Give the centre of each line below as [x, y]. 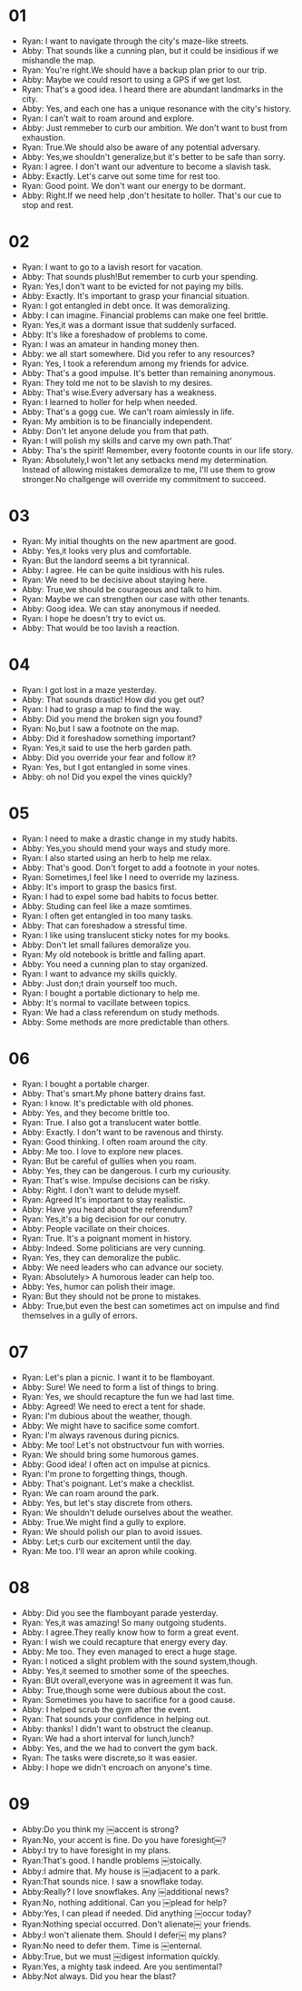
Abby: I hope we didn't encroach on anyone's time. [117, 1767]
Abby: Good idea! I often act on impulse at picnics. [116, 1464]
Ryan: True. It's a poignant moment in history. [107, 1238]
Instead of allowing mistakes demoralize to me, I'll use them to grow [148, 470]
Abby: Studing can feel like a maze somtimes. [107, 906]
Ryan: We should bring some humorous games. [110, 1454]
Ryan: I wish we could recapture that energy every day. [125, 1641]
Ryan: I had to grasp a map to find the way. [102, 708]
